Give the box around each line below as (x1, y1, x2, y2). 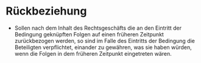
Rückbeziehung (5, 4, 87, 18)
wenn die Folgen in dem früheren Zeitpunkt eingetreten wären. (14, 50, 172, 57)
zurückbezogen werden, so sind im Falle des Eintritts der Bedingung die (14, 37, 196, 44)
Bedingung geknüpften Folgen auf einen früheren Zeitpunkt (14, 30, 164, 38)
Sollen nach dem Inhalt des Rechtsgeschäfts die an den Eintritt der (14, 24, 182, 31)
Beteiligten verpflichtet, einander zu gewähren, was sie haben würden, (14, 44, 192, 51)
